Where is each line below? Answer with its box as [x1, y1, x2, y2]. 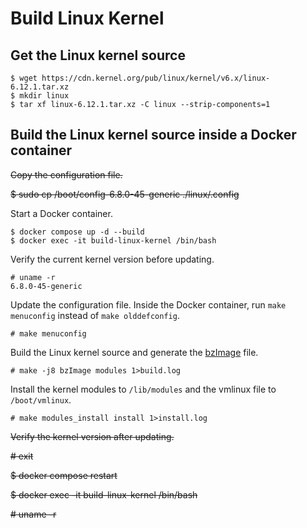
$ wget [10, 73, 38, 83]
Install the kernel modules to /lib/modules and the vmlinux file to [10, 383, 277, 395]
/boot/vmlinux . [10, 393, 72, 406]
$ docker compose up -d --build [10, 227, 145, 237]
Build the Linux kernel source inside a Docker [10, 127, 297, 144]
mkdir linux [19, 91, 70, 101]
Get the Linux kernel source [10, 47, 186, 64]
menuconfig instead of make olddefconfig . [10, 309, 180, 321]
